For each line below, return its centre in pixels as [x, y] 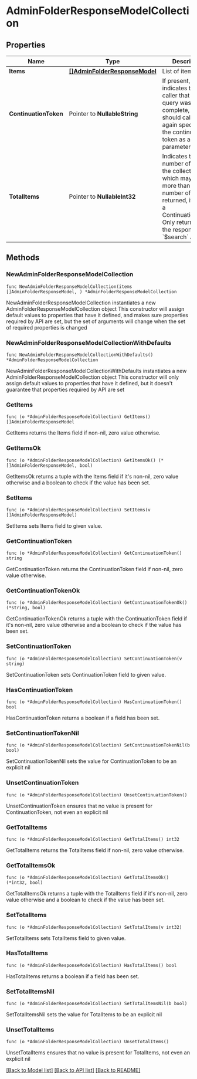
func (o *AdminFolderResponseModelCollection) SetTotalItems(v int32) [94, 927]
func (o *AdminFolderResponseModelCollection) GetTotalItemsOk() [87, 878]
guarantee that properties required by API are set [65, 389]
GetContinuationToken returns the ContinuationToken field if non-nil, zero [95, 569]
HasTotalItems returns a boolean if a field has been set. [73, 976]
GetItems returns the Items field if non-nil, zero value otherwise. [83, 433]
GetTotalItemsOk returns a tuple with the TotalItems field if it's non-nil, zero [97, 894]
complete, [176, 110]
